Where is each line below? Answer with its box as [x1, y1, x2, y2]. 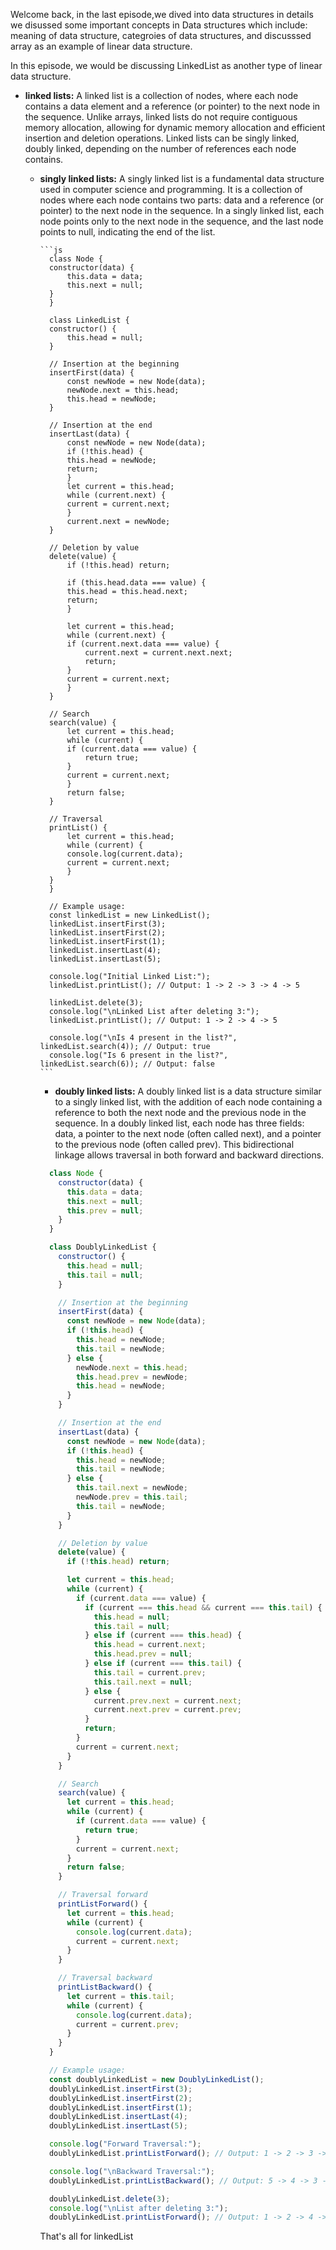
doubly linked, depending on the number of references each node [24, 143, 297, 154]
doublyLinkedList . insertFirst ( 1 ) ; [48, 2102, 193, 2113]
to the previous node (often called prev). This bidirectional [54, 1139, 295, 1150]
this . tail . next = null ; [93, 1677, 193, 1687]
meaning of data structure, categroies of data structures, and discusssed [10, 30, 312, 41]
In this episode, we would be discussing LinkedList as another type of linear [10, 60, 323, 71]
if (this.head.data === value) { [66, 578, 207, 588]
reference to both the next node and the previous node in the [54, 1107, 307, 1118]
